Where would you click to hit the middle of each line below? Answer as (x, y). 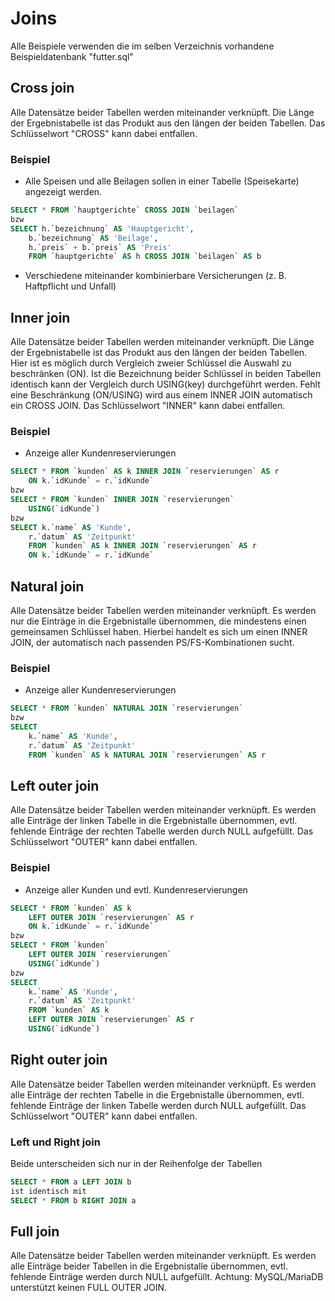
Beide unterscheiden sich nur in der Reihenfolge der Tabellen (136, 1163)
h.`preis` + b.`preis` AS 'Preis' (100, 247)
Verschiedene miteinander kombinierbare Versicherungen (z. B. (155, 276)
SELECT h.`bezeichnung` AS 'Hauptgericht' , (102, 228)
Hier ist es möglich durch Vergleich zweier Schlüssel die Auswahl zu (151, 363)
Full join (35, 1231)
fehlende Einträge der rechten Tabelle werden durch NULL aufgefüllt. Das (162, 831)
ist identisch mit (48, 1191)
